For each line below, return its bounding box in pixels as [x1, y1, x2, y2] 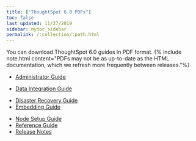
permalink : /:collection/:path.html [6, 32, 100, 38]
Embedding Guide [15, 103, 61, 110]
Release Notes [15, 128, 52, 136]
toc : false [6, 15, 34, 21]
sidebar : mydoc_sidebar [6, 26, 67, 32]
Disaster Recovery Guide [15, 97, 78, 104]
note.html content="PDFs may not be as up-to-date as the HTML [6, 55, 170, 62]
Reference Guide [15, 121, 58, 129]
